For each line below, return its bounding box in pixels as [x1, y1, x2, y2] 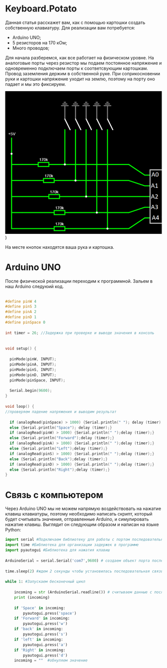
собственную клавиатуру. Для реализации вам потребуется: [5, 24, 135, 30]
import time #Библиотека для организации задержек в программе [5, 542, 139, 547]
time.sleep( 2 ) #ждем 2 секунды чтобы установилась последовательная [5, 569, 150, 574]
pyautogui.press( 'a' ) [23, 642, 68, 647]
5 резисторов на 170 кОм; [12, 39, 67, 45]
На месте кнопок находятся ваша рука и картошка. [5, 244, 114, 250]
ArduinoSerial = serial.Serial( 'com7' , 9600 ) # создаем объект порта [5, 558, 150, 563]
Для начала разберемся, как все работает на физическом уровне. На [5, 54, 154, 60]
